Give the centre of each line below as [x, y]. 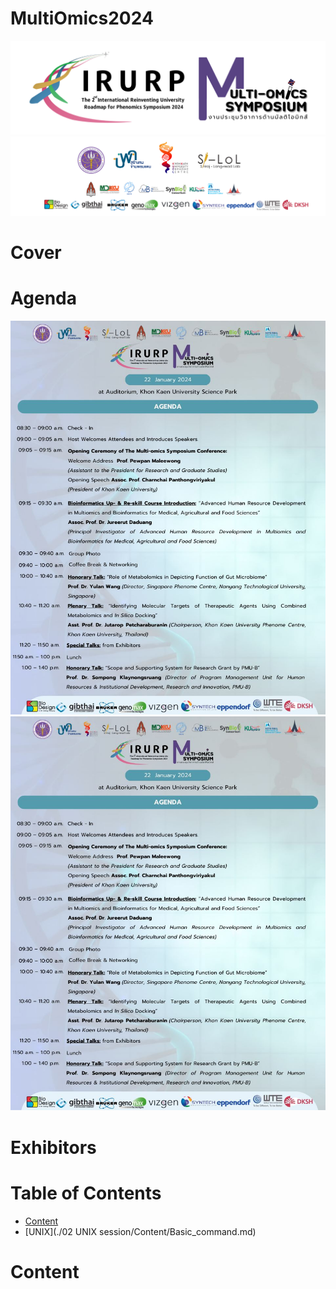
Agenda [43, 298]
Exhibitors [53, 1147]
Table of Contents [86, 1193]
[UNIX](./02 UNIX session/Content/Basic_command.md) [140, 1231]
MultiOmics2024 [82, 18]
